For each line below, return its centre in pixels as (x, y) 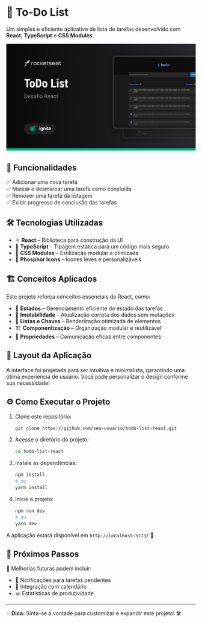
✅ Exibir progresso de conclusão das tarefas (62, 203)
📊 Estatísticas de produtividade (54, 593)
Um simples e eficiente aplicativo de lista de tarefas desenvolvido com (93, 29)
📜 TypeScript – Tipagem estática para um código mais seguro (92, 247)
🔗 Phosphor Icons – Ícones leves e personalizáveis (78, 259)
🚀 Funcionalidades (41, 167)
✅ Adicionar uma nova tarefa (42, 182)
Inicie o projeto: (34, 499)
